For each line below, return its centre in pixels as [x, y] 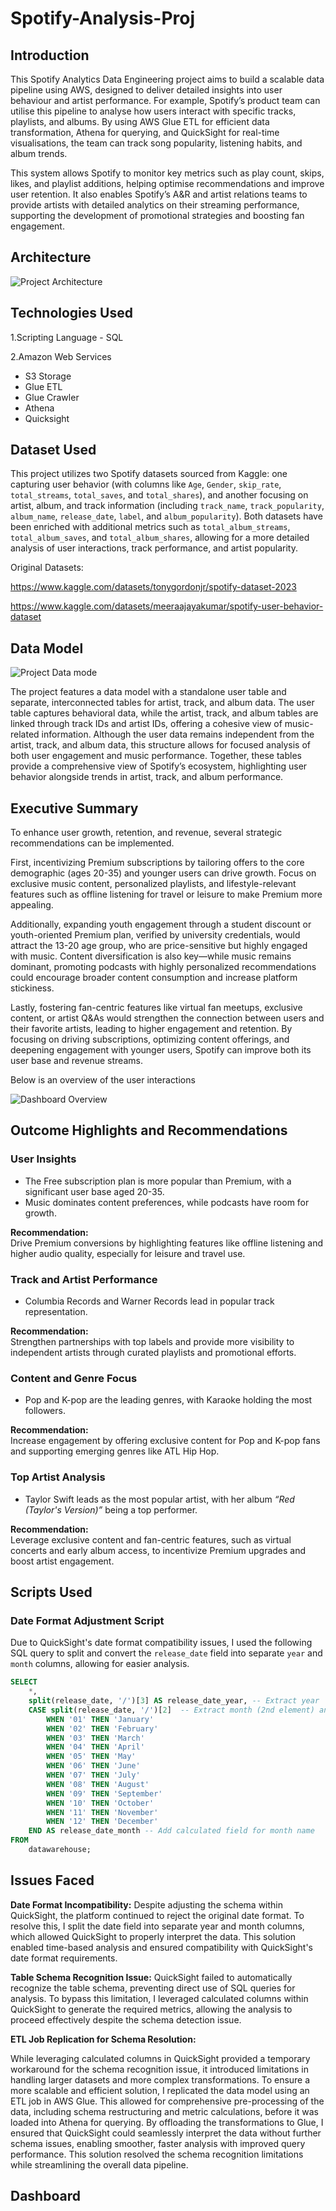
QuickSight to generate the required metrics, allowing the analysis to [151, 2009]
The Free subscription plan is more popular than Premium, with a [158, 1181]
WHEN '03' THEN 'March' [95, 1738]
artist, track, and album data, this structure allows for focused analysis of [161, 745]
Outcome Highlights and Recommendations [149, 1130]
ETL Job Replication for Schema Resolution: [103, 2039]
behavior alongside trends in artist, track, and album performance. [147, 777]
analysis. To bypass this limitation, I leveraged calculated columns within [159, 1998]
